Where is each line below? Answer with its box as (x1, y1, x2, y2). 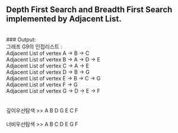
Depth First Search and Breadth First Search (6, 5, 173, 15)
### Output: (6, 35, 36, 43)
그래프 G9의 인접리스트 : (6, 43, 62, 50)
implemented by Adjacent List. (6, 14, 122, 24)
